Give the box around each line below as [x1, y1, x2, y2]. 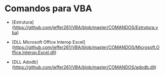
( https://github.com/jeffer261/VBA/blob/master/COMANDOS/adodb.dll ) [11, 64, 157, 70]
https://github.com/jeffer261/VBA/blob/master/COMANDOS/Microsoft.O [13, 44, 160, 50]
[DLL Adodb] [11, 59, 38, 65]
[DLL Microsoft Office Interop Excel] [11, 39, 85, 45]
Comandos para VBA [4, 3, 92, 14]
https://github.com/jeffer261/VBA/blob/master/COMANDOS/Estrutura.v [13, 24, 159, 30]
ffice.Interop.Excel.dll [11, 50, 55, 55]
